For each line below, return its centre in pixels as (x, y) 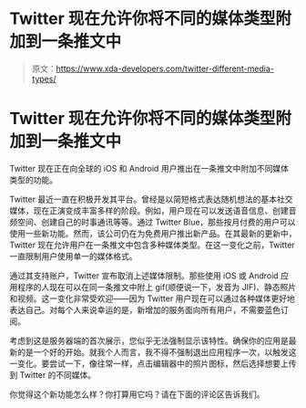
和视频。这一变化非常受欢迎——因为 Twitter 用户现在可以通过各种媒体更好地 (153, 298)
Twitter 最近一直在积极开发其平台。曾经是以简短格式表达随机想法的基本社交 (151, 199)
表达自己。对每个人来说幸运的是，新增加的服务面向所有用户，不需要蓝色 (145, 309)
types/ (44, 78)
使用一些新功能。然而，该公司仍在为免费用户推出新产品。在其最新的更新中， (153, 233)
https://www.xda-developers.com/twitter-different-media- (165, 68)
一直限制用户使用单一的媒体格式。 (73, 256)
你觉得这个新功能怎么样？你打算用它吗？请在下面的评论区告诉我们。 (137, 394)
